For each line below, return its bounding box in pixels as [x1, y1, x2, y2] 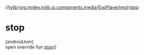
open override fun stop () [5, 44, 57, 50]
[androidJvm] [5, 38, 34, 44]
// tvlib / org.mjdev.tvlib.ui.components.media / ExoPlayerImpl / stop [5, 5, 139, 10]
